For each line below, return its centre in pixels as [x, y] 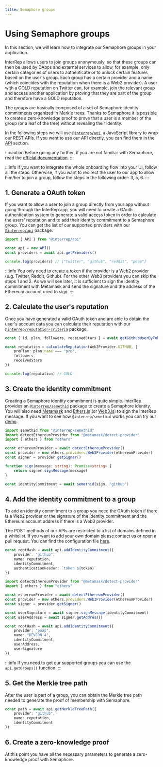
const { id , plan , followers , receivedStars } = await [62, 338]
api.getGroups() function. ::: [33, 668]
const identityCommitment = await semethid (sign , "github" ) [67, 484]
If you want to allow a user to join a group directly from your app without [77, 204]
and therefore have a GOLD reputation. [44, 98]
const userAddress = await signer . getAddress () [54, 617]
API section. [17, 143]
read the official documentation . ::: [40, 158]
